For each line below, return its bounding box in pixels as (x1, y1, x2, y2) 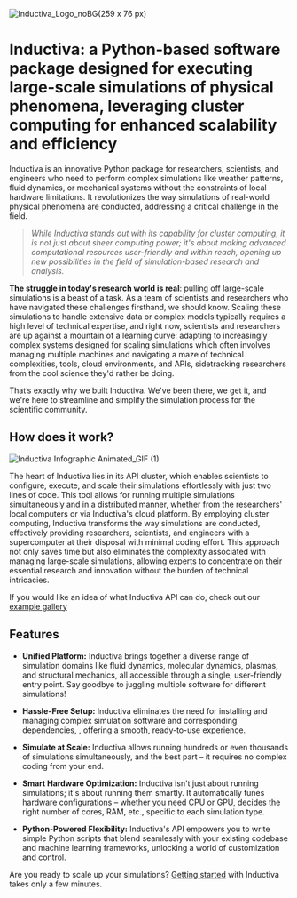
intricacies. (9, 574, 51, 585)
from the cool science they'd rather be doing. (9, 367, 175, 378)
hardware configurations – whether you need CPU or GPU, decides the (21, 797, 281, 807)
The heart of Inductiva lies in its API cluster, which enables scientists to (9, 470, 269, 481)
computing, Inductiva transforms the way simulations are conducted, (9, 517, 261, 528)
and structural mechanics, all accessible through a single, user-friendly (21, 669, 282, 680)
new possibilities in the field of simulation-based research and (30, 256, 260, 267)
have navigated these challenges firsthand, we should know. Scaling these (9, 301, 282, 312)
